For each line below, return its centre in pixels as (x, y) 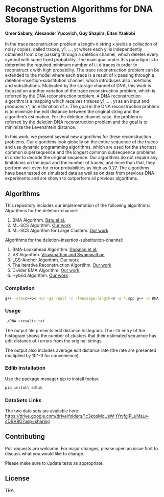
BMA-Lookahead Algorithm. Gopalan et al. (55, 249)
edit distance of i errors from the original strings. (54, 340)
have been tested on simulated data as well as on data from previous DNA (80, 173)
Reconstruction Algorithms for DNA (79, 9)
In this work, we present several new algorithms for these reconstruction (78, 137)
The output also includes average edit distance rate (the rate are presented (81, 350)
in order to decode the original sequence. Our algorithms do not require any (82, 158)
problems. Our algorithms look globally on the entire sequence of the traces (82, 142)
